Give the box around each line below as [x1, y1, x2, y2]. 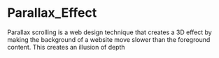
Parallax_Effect [7, 5, 97, 21]
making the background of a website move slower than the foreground [7, 35, 211, 43]
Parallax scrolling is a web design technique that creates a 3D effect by [7, 28, 212, 36]
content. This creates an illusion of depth [7, 43, 125, 51]
